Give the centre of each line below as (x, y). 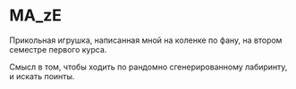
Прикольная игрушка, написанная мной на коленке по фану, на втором (146, 40)
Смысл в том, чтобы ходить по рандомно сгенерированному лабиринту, (148, 67)
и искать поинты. (42, 76)
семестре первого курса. (58, 49)
